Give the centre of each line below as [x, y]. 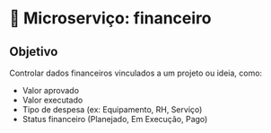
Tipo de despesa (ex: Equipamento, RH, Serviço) [112, 110]
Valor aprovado [50, 90]
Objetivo [34, 52]
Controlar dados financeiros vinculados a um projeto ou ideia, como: [136, 73]
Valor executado [52, 100]
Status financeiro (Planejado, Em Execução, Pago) [115, 119]
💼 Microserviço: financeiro [110, 18]
